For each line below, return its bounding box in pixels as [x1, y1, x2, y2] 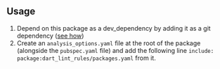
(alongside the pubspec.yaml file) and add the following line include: [16, 46, 214, 54]
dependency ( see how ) [16, 31, 84, 40]
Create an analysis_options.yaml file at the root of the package [16, 38, 201, 47]
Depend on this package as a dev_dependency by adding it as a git [16, 24, 212, 32]
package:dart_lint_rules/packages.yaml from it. [16, 54, 156, 62]
